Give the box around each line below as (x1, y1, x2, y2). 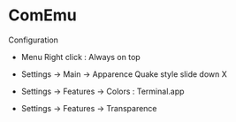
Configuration (8, 34, 59, 45)
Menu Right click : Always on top (20, 51, 141, 62)
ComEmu (8, 5, 77, 26)
